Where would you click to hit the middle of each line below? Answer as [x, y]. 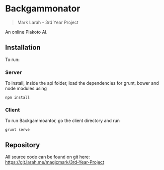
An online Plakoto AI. [26, 32]
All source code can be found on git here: [48, 157]
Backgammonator [43, 9]
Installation [23, 48]
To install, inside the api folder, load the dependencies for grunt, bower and [82, 83]
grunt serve [17, 130]
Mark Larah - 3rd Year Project [48, 22]
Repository [23, 145]
